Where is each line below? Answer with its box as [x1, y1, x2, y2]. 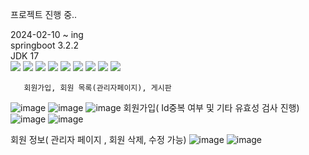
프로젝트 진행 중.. [10, 9, 78, 20]
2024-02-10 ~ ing [10, 29, 84, 40]
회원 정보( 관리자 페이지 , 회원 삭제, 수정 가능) [10, 134, 187, 145]
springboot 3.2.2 [10, 39, 79, 51]
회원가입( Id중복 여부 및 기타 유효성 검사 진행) [123, 102, 300, 113]
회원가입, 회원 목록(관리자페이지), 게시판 [23, 83, 172, 93]
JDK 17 [10, 50, 40, 62]
